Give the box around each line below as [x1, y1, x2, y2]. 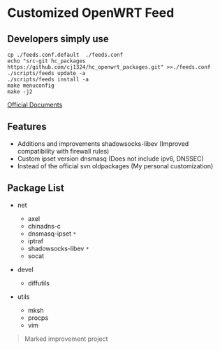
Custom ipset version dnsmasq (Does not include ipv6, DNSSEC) [17, 154, 204, 163]
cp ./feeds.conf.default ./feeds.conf [7, 51, 124, 58]
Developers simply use [7, 33, 110, 45]
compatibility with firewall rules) [17, 147, 110, 155]
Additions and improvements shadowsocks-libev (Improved [17, 139, 189, 148]
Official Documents [7, 100, 63, 109]
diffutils [27, 278, 50, 287]
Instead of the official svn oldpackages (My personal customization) [17, 161, 214, 170]
